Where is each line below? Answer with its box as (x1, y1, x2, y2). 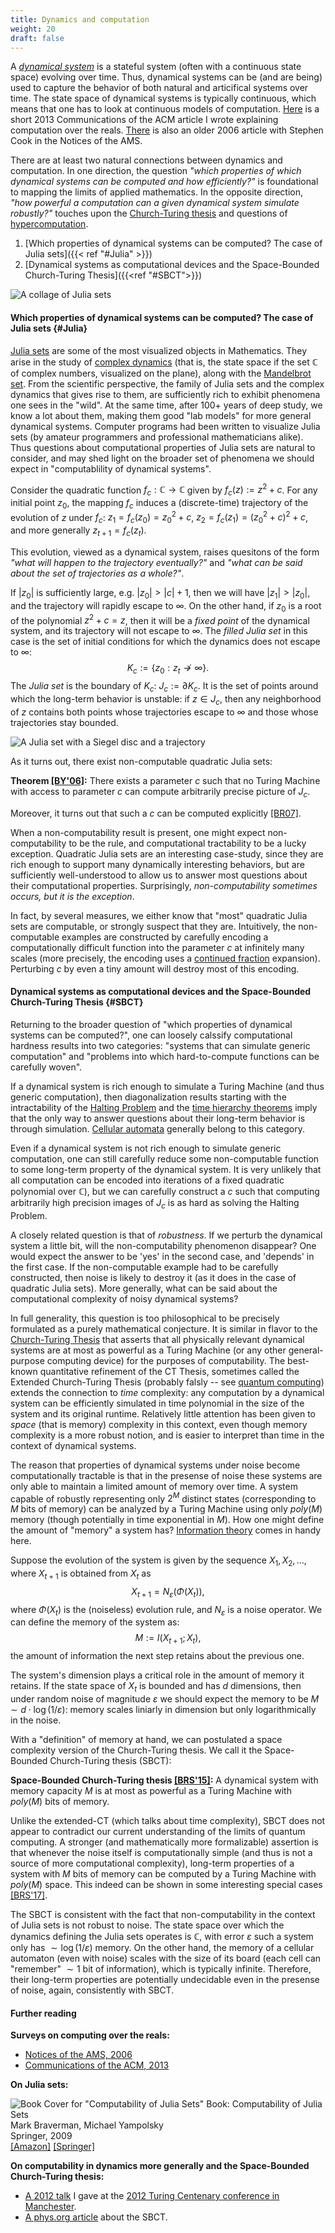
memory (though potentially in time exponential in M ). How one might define (10, 1514, 325, 1526)
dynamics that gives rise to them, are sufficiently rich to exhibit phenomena (10, 388, 321, 400)
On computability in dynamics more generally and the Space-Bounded (10, 2160, 310, 2172)
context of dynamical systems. (10, 1439, 137, 1451)
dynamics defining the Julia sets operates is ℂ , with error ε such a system (10, 1930, 314, 1942)
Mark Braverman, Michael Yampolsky (10, 2119, 164, 2131)
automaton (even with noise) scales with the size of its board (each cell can (10, 1952, 322, 1964)
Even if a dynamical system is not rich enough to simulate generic (10, 1142, 282, 1154)
